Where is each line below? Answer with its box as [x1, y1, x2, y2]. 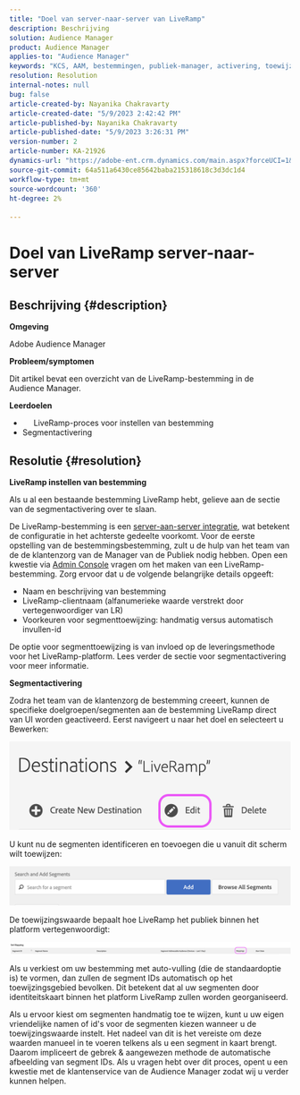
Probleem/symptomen [9, 356, 95, 367]
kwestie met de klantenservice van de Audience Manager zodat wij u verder [9, 1066, 289, 1077]
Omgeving [9, 321, 49, 332]
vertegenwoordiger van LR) [21, 604, 123, 615]
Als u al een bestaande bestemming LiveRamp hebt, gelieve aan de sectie [9, 493, 280, 505]
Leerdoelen [9, 400, 53, 411]
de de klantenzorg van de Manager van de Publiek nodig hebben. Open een [9, 549, 288, 560]
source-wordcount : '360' [9, 184, 102, 193]
